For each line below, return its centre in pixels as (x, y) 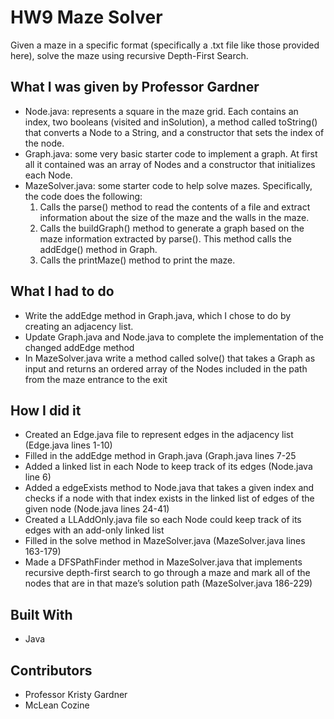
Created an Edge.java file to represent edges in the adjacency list (159, 435)
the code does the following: (83, 196)
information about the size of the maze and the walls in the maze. (174, 217)
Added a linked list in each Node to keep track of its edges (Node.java (168, 467)
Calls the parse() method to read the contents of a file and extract (175, 207)
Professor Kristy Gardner (76, 694)
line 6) (38, 477)
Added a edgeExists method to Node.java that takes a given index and (169, 488)
